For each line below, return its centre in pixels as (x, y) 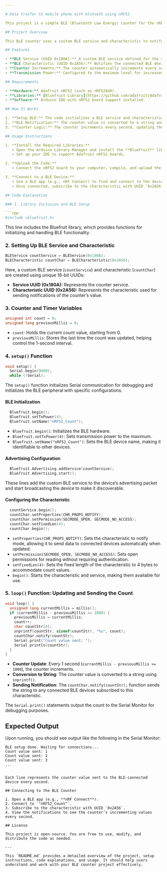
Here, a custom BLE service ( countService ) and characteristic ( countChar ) (80, 270)
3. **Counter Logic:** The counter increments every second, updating (80, 127)
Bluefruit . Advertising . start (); (43, 474)
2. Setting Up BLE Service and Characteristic (60, 246)
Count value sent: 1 (27, 752)
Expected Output (32, 726)
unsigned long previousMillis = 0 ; (42, 323)
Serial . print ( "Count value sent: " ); (53, 640)
